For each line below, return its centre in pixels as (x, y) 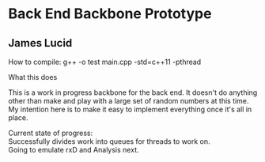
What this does (33, 77)
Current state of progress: (51, 133)
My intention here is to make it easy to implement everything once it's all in (130, 109)
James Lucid (40, 43)
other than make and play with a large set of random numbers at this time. (129, 101)
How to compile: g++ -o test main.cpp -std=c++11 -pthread (105, 62)
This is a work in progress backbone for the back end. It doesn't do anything (133, 92)
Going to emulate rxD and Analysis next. (74, 150)
